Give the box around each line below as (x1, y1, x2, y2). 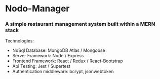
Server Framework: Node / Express (12, 53, 84, 59)
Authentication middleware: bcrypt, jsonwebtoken (12, 69, 114, 75)
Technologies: (5, 38, 34, 44)
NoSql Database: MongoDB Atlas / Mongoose (12, 47, 105, 53)
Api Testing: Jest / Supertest (12, 63, 71, 69)
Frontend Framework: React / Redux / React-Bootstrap (12, 58, 123, 64)
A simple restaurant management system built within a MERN (5, 21, 156, 28)
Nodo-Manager (5, 3, 70, 14)
